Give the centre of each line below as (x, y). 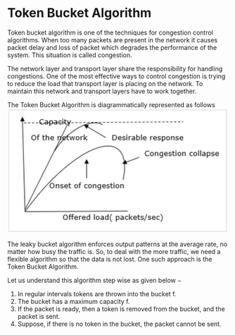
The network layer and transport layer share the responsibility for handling (115, 68)
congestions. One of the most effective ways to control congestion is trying (116, 76)
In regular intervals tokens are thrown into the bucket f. (97, 294)
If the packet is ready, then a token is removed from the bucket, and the (121, 309)
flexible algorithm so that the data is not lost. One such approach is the (110, 260)
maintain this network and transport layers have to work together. (102, 91)
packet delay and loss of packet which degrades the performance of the (112, 47)
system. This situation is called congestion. (70, 55)
